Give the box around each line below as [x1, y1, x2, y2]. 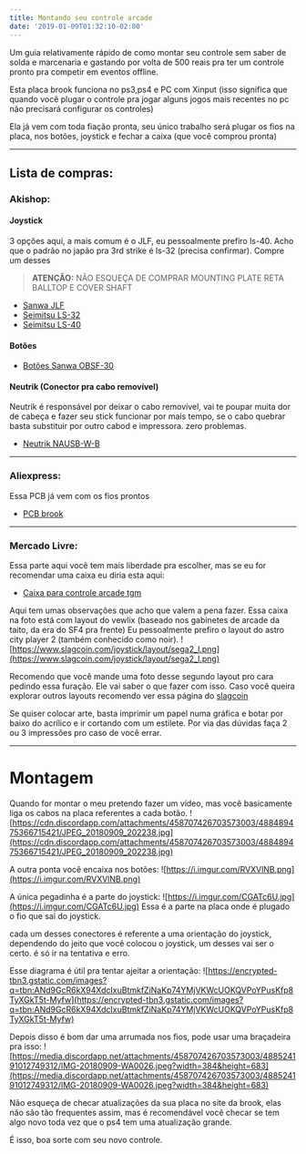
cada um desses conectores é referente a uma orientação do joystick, [9, 928, 272, 939]
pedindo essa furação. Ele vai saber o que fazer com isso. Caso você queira [9, 680, 296, 692]
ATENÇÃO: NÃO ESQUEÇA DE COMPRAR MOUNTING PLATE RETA [31, 272, 284, 283]
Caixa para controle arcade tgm [22, 587, 142, 598]
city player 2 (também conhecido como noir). [9, 634, 179, 645]
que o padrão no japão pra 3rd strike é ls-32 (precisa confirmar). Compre [9, 245, 285, 256]
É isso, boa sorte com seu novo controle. [9, 1134, 163, 1145]
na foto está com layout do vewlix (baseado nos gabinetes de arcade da [9, 615, 280, 626]
